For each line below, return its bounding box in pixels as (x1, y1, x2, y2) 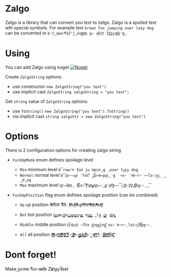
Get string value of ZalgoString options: (5, 98, 88, 104)
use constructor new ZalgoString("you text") (12, 83, 107, 90)
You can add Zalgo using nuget (5, 64, 69, 70)
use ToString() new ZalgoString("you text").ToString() (12, 108, 130, 114)
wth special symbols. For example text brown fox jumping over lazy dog (5, 24, 154, 30)
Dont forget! (5, 249, 57, 260)
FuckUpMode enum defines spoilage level (12, 157, 93, 163)
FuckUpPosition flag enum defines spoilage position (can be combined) (12, 192, 158, 198)
